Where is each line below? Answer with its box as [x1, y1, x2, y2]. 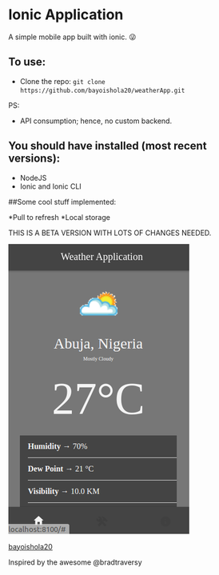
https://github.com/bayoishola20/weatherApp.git [19, 86, 185, 94]
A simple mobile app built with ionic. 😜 [8, 32, 137, 42]
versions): [8, 152, 61, 166]
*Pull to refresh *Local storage [8, 212, 110, 222]
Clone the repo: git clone [19, 76, 106, 86]
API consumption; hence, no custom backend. [19, 116, 173, 126]
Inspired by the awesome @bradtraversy [8, 557, 142, 567]
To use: [8, 55, 46, 69]
